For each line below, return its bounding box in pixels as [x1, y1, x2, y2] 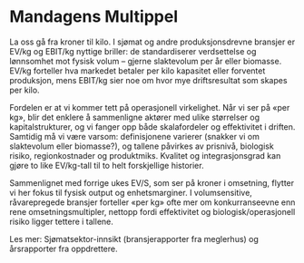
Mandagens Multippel [9, 6, 179, 27]
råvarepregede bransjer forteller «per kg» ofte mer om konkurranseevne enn [9, 197, 296, 208]
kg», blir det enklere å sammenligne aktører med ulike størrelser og [9, 112, 260, 122]
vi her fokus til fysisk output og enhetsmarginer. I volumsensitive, [9, 187, 252, 198]
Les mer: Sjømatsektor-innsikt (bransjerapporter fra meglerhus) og [9, 233, 259, 244]
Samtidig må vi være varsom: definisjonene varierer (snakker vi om [9, 131, 260, 141]
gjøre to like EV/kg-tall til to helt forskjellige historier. [9, 160, 204, 170]
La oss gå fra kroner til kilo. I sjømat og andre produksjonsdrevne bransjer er [9, 36, 296, 47]
